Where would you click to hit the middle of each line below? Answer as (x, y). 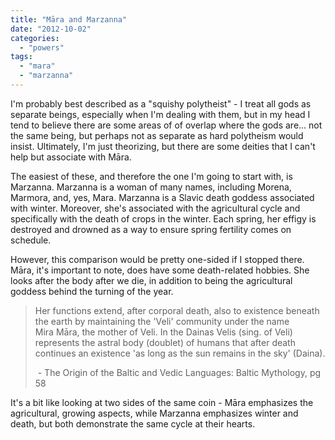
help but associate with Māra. (71, 157)
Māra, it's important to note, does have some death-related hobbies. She (160, 270)
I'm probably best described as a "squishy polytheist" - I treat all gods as (161, 103)
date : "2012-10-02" (51, 29)
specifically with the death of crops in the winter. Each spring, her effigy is (163, 218)
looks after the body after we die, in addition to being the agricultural (151, 280)
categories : (35, 38)
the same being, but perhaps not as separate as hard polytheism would (157, 135)
